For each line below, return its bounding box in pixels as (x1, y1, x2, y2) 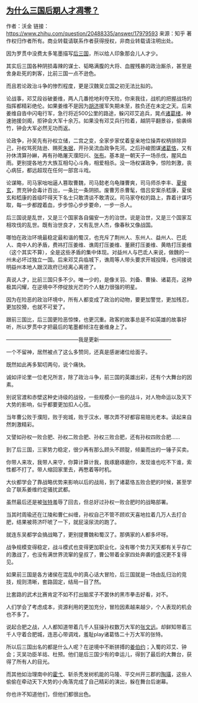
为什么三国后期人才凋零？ (6, 5, 99, 16)
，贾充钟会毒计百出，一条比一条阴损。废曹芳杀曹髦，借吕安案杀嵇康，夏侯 (11, 186, 192, 193)
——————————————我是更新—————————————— (6, 336, 171, 343)
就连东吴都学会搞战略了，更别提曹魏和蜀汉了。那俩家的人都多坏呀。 (6, 531, 171, 538)
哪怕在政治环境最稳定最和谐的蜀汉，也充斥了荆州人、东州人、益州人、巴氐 (6, 234, 187, 241)
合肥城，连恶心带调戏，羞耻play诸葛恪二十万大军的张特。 (26, 630, 166, 637)
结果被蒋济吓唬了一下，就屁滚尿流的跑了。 (16, 518, 120, 525)
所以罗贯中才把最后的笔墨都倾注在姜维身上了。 (16, 323, 130, 330)
